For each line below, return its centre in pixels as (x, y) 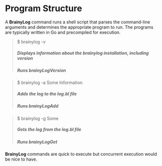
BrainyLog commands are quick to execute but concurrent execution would (81, 154)
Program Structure (44, 9)
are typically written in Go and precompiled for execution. (63, 32)
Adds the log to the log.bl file (47, 93)
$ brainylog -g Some (38, 118)
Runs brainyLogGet (37, 142)
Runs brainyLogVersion (41, 70)
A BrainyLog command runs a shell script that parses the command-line (78, 22)
